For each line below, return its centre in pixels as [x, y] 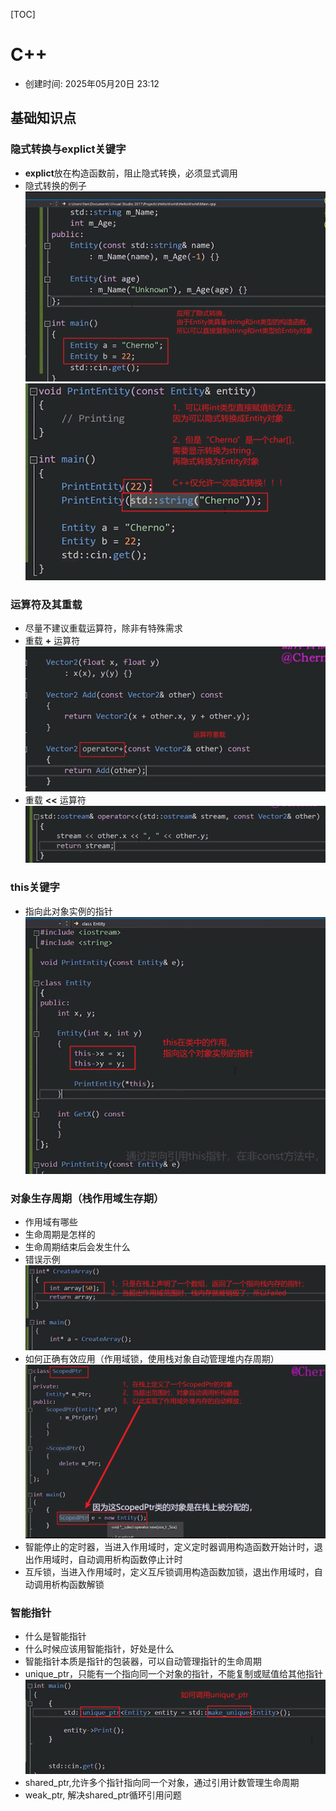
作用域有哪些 [51, 1222]
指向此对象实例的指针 [68, 911]
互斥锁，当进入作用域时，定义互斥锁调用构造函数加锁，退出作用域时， [169, 1571]
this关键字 [35, 887]
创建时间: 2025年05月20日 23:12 [92, 83]
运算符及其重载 [46, 604]
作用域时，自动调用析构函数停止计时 [108, 1559]
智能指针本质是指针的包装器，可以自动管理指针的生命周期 [143, 1661]
